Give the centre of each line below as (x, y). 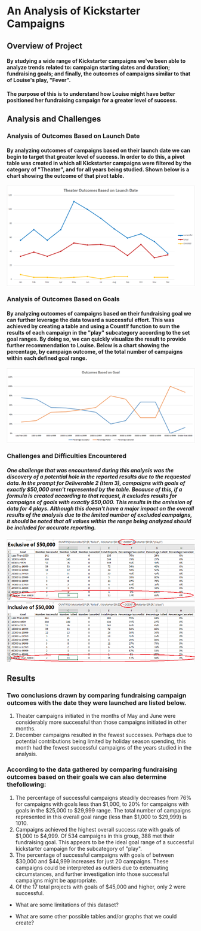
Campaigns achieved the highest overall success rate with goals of (98, 829)
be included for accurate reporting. (51, 527)
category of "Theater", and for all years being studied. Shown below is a (98, 169)
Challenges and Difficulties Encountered (67, 456)
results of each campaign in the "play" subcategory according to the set (98, 333)
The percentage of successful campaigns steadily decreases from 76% (103, 797)
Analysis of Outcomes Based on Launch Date (73, 136)
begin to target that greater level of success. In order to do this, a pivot (96, 156)
